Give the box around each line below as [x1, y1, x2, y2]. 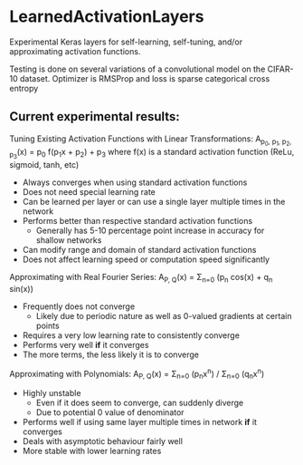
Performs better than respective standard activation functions [22, 216, 253, 226]
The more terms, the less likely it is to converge [22, 349, 199, 360]
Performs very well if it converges [22, 339, 149, 350]
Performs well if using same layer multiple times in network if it [22, 417, 258, 428]
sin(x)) [9, 283, 34, 294]
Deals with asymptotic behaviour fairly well [22, 436, 184, 447]
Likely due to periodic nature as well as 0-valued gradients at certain [35, 310, 292, 321]
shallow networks [35, 235, 102, 246]
